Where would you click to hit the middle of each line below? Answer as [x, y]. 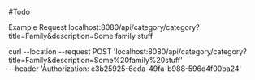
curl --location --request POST [60, 51]
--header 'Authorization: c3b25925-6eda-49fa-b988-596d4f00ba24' [125, 69]
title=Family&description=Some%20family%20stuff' [95, 60]
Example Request [38, 27]
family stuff [134, 36]
